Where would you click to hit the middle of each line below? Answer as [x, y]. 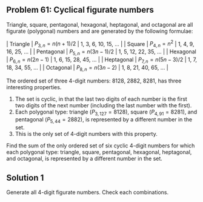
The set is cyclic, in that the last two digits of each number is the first [101, 99]
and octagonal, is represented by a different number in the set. [84, 159]
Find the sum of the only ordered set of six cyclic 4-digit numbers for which [101, 146]
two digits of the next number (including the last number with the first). [103, 105]
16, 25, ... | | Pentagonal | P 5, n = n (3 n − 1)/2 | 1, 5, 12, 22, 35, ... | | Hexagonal [101, 52]
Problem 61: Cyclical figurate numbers [80, 10]
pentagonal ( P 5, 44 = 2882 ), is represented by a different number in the [104, 120]
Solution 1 [25, 177]
